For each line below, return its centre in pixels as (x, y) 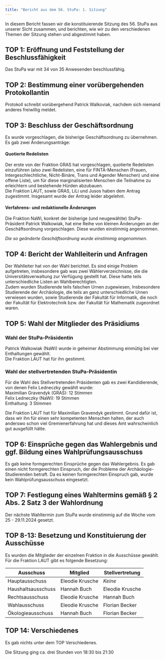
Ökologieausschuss (30, 613)
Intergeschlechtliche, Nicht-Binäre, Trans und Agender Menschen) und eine (82, 175)
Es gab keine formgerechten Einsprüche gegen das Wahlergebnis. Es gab (80, 464)
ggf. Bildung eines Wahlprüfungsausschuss (74, 452)
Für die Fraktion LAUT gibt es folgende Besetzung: (57, 560)
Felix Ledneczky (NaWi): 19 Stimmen (42, 398)
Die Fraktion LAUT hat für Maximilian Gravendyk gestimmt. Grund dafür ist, (81, 413)
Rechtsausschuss (28, 597)
